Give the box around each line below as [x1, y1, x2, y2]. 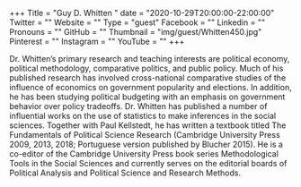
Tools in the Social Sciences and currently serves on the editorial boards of [9, 158, 288, 168]
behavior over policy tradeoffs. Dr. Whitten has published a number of [9, 101, 268, 111]
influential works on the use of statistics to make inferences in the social [9, 111, 277, 121]
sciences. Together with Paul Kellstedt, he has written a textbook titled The [9, 120, 287, 131]
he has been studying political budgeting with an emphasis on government [9, 91, 286, 102]
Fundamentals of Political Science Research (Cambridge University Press [9, 130, 280, 140]
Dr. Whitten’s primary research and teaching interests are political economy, [9, 54, 290, 64]
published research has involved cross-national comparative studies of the [9, 72, 287, 83]
